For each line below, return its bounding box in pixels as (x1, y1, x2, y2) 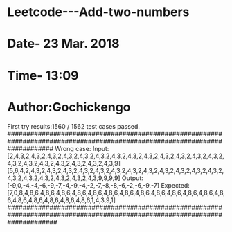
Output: (121, 174, 143, 182)
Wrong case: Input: (55, 144, 109, 152)
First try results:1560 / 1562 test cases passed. (7, 122, 141, 130)
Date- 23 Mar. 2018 (7, 36, 120, 52)
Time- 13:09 (7, 67, 79, 83)
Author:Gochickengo (7, 99, 131, 115)
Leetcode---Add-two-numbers (7, 4, 190, 20)
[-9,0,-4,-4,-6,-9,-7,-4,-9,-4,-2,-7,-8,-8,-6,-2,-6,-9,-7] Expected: (7, 181, 190, 189)
